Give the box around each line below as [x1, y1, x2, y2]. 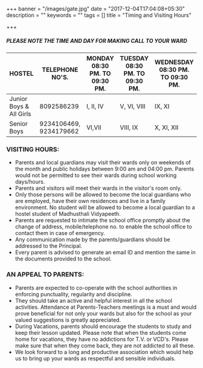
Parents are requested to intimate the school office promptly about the [14, 217, 190, 224]
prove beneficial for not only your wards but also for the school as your [14, 309, 192, 317]
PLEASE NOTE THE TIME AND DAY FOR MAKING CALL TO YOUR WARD [6, 37, 187, 44]
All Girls [9, 109, 31, 118]
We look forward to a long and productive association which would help [14, 348, 193, 355]
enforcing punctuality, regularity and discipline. [14, 290, 133, 298]
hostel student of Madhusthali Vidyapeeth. [14, 210, 121, 218]
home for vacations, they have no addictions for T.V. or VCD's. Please [14, 335, 188, 343]
